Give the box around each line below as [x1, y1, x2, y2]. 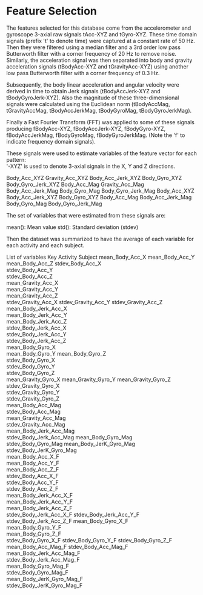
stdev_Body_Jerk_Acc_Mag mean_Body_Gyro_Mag [6, 433, 133, 440]
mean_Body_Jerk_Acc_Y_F [6, 498, 73, 505]
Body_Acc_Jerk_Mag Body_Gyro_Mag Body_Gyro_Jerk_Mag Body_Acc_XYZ [6, 187, 195, 194]
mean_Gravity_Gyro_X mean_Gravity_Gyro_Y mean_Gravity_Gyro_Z [6, 376, 171, 383]
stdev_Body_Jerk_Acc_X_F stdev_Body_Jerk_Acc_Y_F [6, 511, 140, 518]
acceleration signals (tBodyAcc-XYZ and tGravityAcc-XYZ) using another [6, 62, 189, 70]
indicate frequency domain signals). [6, 138, 96, 145]
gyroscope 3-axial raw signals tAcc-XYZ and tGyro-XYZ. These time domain [6, 30, 198, 38]
